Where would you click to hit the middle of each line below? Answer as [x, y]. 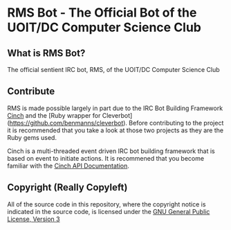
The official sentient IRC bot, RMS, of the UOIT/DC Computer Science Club [113, 70]
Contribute [31, 91]
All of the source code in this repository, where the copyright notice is [107, 204]
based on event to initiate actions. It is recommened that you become [106, 158]
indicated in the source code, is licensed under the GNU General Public [109, 211]
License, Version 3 [34, 219]
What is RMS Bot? [46, 53]
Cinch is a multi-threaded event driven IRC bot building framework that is [111, 151]
